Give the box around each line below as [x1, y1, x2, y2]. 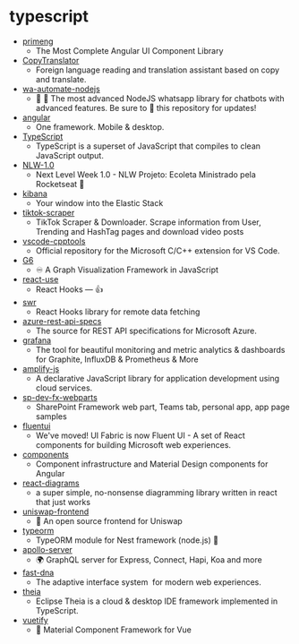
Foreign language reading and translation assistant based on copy [35, 64, 280, 75]
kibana [21, 188, 47, 199]
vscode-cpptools [21, 236, 86, 246]
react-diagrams [21, 477, 80, 488]
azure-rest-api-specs [21, 315, 102, 326]
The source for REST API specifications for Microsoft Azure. [35, 325, 257, 336]
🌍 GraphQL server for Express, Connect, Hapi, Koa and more [35, 554, 262, 565]
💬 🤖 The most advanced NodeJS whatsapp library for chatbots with [35, 92, 285, 104]
